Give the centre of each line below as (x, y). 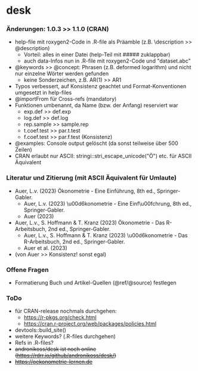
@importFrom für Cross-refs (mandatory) (66, 99)
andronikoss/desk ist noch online (55, 349)
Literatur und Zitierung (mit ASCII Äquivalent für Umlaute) (92, 178)
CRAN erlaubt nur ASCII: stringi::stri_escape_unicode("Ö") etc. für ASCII (103, 156)
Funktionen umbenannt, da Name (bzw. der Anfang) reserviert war (96, 106)
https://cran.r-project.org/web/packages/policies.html (90, 324)
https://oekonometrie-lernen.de (54, 362)
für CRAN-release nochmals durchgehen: (66, 311)
